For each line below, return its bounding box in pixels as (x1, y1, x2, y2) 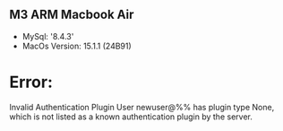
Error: (9, 72, 54, 92)
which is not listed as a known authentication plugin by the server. (9, 111, 253, 122)
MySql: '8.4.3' (21, 31, 74, 41)
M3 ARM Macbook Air (9, 7, 134, 22)
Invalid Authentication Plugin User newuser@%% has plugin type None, (9, 101, 275, 112)
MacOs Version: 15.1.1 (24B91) (21, 40, 132, 51)
